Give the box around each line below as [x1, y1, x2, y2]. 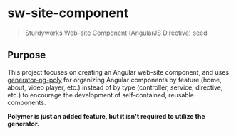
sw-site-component [7, 5, 129, 21]
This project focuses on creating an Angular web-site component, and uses [7, 67, 230, 76]
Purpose [7, 49, 46, 61]
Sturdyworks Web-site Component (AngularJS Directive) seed [24, 28, 208, 37]
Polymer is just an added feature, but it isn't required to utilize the [7, 112, 205, 120]
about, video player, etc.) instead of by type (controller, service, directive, [7, 83, 223, 92]
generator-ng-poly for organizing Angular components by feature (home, [7, 75, 222, 84]
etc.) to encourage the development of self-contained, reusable [7, 90, 195, 99]
